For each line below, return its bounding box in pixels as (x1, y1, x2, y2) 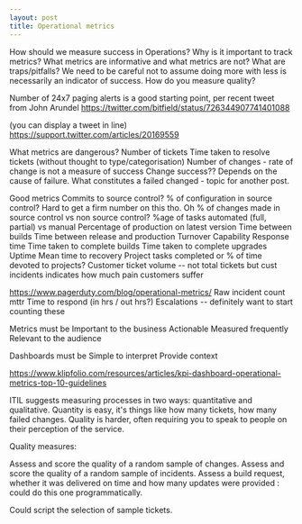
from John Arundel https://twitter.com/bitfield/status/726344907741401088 (9, 102, 290, 113)
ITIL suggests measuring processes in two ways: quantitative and (9, 394, 252, 405)
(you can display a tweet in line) (9, 119, 128, 131)
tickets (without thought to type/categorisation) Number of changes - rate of (9, 156, 294, 167)
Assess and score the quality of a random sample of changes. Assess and (9, 458, 285, 469)
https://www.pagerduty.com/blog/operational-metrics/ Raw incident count (9, 286, 286, 297)
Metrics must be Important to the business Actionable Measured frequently (9, 323, 288, 334)
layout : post (9, 13, 59, 23)
